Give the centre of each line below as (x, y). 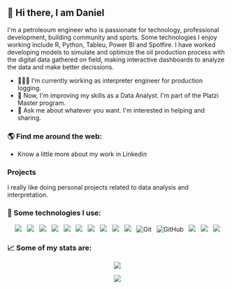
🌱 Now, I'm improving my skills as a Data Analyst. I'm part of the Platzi (118, 95)
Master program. (42, 103)
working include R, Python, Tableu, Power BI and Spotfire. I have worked (111, 44)
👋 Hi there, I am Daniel (56, 13)
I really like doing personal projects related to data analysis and (98, 188)
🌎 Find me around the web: (55, 136)
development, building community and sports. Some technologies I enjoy (113, 37)
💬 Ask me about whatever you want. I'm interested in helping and (111, 110)
